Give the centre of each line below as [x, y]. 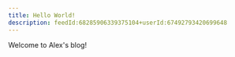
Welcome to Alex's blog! [48, 45]
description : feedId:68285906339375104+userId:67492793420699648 [117, 23]
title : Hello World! [42, 15]
